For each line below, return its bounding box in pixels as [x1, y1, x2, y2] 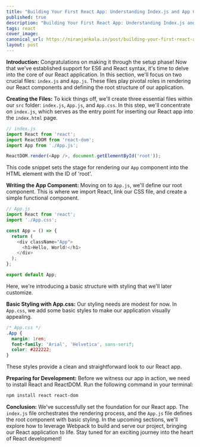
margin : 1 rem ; [11, 336, 46, 342]
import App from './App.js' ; [6, 142, 79, 148]
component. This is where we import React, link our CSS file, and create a [6, 188, 187, 195]
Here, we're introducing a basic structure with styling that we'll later [6, 283, 173, 290]
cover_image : [6, 31, 39, 37]
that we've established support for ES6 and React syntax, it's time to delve [6, 64, 189, 72]
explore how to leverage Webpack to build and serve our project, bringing [6, 423, 187, 429]
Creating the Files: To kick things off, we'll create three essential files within [6, 95, 193, 102]
